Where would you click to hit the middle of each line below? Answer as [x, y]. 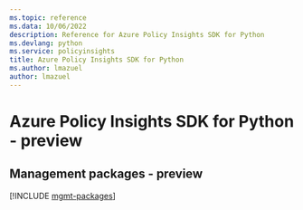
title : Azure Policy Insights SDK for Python [96, 60]
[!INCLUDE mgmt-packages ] [62, 196]
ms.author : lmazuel [46, 69]
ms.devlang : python [46, 43]
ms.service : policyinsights [62, 52]
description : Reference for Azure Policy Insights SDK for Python [137, 34]
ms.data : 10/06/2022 [48, 26]
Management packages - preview [106, 174]
